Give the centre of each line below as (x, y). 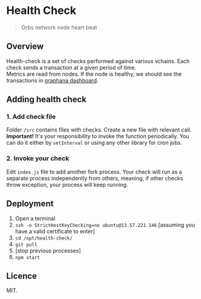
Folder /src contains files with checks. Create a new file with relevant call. (99, 130)
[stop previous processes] (48, 250)
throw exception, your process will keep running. (67, 184)
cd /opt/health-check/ (44, 238)
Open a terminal (35, 218)
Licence (22, 276)
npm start (28, 257)
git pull (26, 244)
